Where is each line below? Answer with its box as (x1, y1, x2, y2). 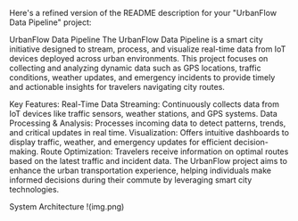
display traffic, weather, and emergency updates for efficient (9, 137, 232, 147)
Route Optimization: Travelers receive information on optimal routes (40, 146, 289, 157)
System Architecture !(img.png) (9, 201, 125, 212)
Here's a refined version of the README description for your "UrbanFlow (9, 8, 277, 18)
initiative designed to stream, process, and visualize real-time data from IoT (9, 44, 286, 54)
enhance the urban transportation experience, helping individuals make (9, 165, 272, 176)
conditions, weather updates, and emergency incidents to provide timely (9, 72, 276, 83)
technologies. (9, 184, 60, 194)
